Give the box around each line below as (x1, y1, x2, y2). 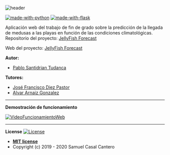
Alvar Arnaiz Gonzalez (12, 90, 59, 96)
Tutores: (5, 74, 24, 81)
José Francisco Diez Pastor (12, 84, 70, 90)
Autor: (5, 55, 19, 61)
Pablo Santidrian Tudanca (12, 65, 67, 70)
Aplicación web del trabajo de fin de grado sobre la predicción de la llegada (5, 24, 163, 30)
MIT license (12, 138, 38, 144)
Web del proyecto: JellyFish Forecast (5, 45, 82, 51)
